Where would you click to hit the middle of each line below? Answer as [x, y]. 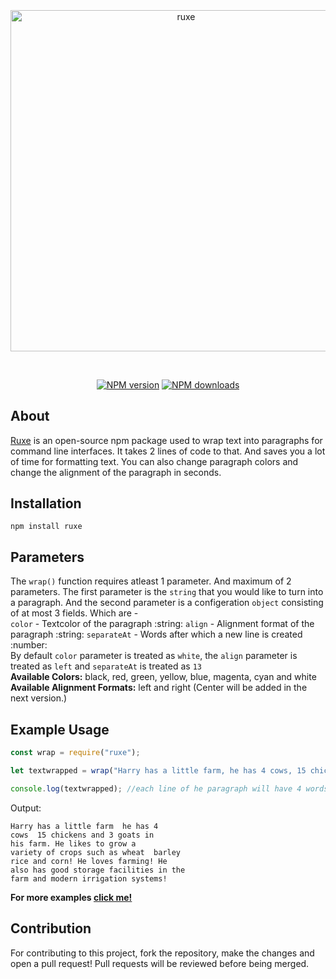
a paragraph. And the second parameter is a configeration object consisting [167, 603]
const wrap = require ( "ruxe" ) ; [75, 753]
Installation [46, 503]
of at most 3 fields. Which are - [74, 613]
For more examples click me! [71, 897]
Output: [26, 808]
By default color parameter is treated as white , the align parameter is [154, 656]
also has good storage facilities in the [98, 870]
